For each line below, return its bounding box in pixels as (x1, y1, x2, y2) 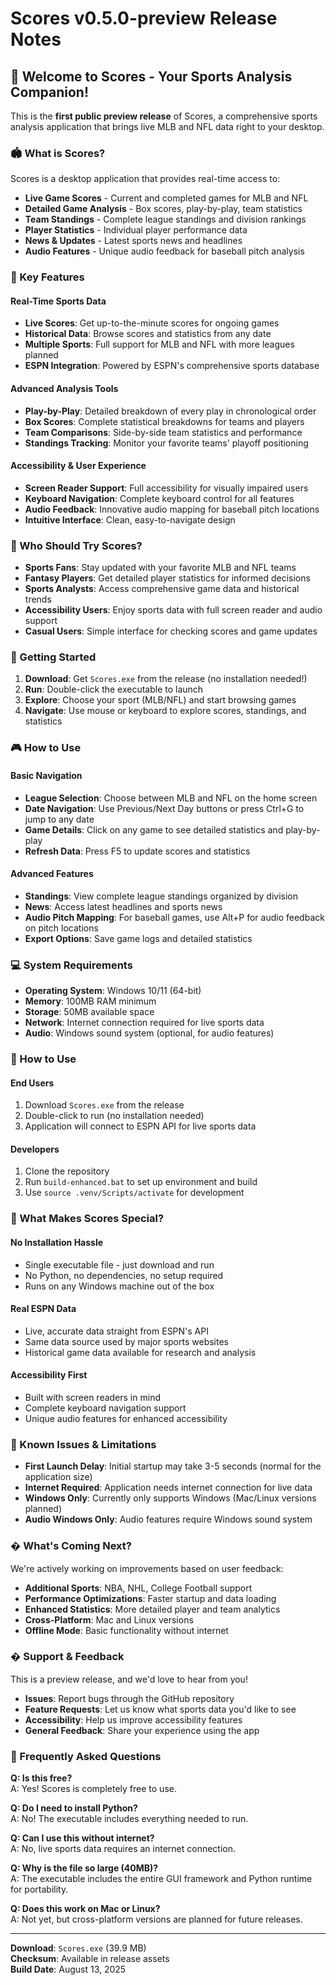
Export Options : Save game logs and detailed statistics (24, 932, 253, 944)
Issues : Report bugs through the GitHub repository (24, 1692, 235, 1704)
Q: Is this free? (10, 1772, 73, 1784)
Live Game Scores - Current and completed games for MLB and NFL (24, 192, 309, 204)
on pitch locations (24, 922, 99, 934)
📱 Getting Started (10, 650, 97, 664)
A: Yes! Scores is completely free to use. (10, 1783, 177, 1795)
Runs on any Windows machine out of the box (24, 1280, 215, 1292)
